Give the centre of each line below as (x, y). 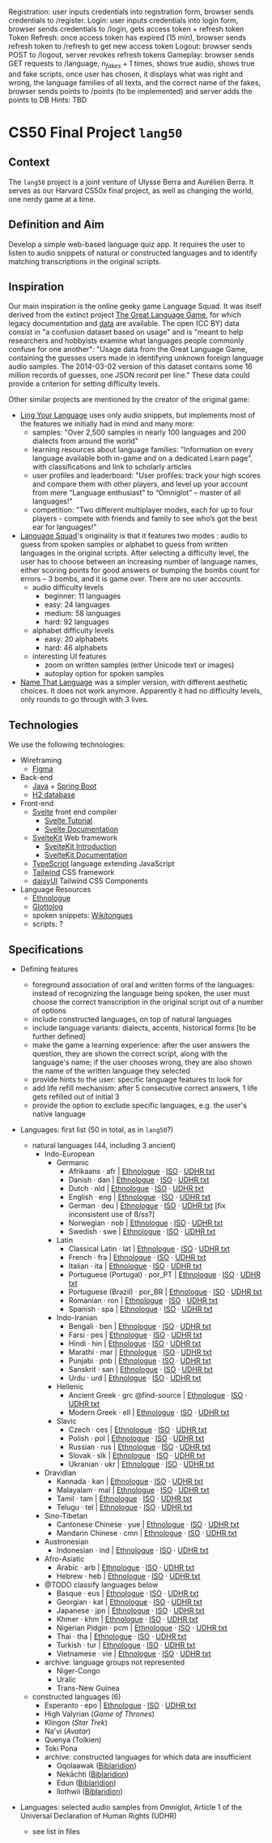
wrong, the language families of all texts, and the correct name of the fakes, (135, 82)
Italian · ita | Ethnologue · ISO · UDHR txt (135, 1266)
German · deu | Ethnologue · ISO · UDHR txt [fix (147, 1206)
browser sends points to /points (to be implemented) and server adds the (130, 91)
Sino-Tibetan (66, 1516)
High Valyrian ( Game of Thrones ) (100, 1714)
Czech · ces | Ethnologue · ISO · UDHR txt (138, 1429)
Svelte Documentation (81, 829)
